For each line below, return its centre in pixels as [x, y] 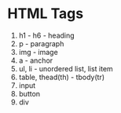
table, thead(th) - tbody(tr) [62, 77]
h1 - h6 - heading [47, 35]
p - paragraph [41, 43]
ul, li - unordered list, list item [66, 68]
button [29, 93]
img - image [38, 52]
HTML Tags [46, 14]
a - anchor [36, 60]
